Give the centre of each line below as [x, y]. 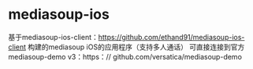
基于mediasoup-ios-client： [53, 37]
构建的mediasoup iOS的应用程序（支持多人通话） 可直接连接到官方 [136, 47]
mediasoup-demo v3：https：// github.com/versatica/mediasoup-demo [125, 56]
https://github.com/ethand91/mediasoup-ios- [171, 37]
